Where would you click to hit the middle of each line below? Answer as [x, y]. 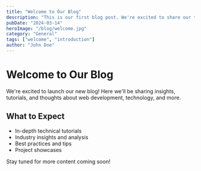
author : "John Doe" [31, 45]
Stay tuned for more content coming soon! [58, 161]
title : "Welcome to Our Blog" [44, 12]
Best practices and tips [43, 143]
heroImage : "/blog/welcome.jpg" [46, 28]
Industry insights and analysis [51, 137]
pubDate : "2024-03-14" [34, 23]
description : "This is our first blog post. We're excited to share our [99, 17]
